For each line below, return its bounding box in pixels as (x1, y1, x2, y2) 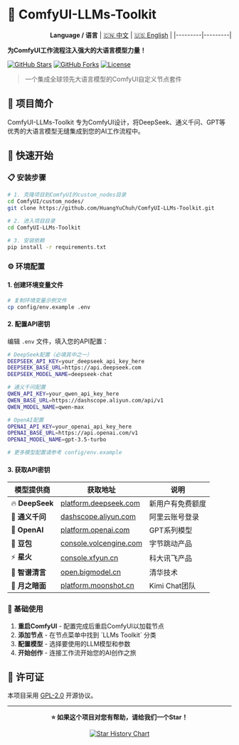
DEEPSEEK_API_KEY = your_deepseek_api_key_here (7, 358, 144, 365)
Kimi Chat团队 (149, 581, 196, 591)
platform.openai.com (60, 525, 130, 535)
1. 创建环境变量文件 (7, 281, 64, 289)
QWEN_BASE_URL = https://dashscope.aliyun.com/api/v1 (7, 397, 164, 404)
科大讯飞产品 (149, 553, 192, 563)
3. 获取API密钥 (7, 465, 51, 473)
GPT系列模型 (149, 525, 193, 535)
